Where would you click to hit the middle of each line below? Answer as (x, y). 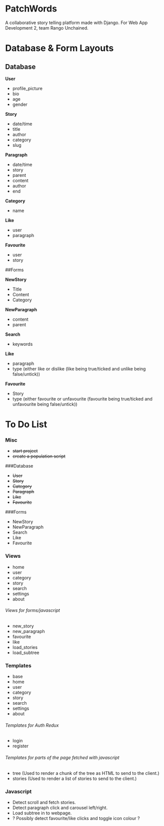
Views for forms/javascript (32, 610)
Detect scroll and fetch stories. (44, 802)
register (20, 746)
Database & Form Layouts (59, 48)
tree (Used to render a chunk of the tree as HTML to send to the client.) (86, 773)
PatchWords (31, 9)
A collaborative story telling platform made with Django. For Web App (76, 23)
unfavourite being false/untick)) (45, 404)
